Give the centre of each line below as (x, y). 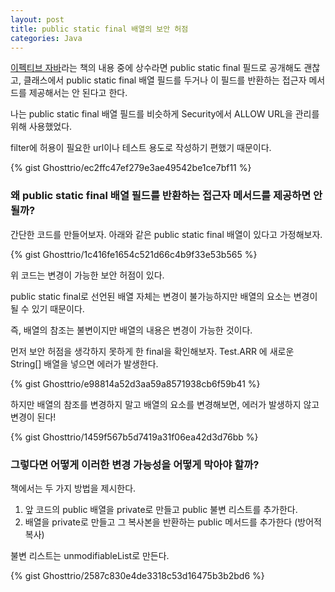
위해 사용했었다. (41, 127)
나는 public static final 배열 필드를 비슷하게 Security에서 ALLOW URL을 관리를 (165, 114)
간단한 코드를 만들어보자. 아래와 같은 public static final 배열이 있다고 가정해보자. (166, 234)
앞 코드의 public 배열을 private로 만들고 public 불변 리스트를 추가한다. (161, 509)
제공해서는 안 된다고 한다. (78, 93)
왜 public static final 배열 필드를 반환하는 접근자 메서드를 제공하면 (161, 196)
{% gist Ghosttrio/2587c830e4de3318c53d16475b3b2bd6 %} (137, 575)
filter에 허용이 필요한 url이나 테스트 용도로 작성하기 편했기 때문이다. (141, 148)
